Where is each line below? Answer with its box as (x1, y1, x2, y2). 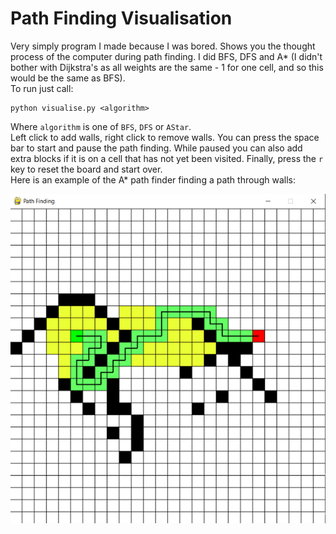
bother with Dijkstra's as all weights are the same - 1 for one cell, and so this (10, 61, 324, 73)
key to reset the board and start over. (10, 163, 163, 175)
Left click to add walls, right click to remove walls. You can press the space (10, 131, 320, 143)
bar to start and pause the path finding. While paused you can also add (10, 142, 303, 154)
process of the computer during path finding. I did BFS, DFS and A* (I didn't (10, 50, 323, 62)
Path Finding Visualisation (10, 7, 233, 30)
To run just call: (10, 82, 74, 94)
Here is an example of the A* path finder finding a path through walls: (10, 173, 296, 186)
